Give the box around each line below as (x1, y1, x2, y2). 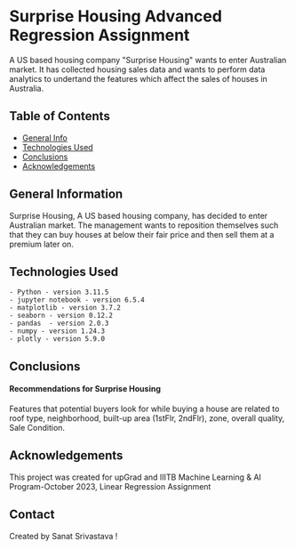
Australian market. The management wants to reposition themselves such (9, 220, 279, 231)
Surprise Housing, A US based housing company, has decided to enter (9, 210, 268, 221)
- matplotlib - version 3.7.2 (9, 303, 122, 312)
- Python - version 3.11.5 (9, 287, 109, 297)
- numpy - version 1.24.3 (9, 327, 105, 336)
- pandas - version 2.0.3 (9, 319, 109, 328)
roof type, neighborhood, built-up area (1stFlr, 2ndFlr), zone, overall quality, (9, 412, 285, 424)
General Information (9, 187, 124, 202)
